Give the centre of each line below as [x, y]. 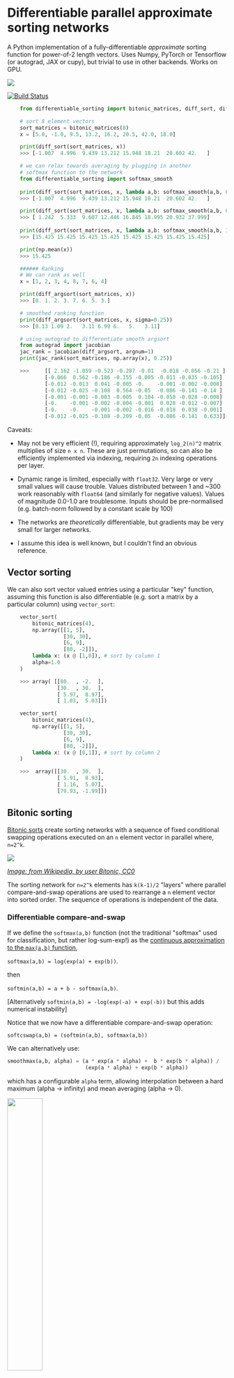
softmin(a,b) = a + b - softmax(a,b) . [63, 988]
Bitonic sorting [40, 813]
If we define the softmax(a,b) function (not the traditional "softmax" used [112, 933]
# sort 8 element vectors [57, 121]
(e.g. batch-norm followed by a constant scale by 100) [95, 509]
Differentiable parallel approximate [110, 13]
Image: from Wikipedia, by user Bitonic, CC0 [71, 871]
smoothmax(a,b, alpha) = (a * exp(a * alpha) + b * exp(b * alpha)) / [113, 1061]
